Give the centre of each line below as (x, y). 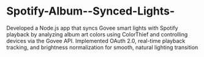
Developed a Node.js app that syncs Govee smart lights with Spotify (93, 28)
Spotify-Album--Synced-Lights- (91, 11)
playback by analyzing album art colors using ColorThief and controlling (97, 34)
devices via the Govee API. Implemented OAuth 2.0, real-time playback (96, 41)
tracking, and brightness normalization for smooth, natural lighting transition (102, 47)
